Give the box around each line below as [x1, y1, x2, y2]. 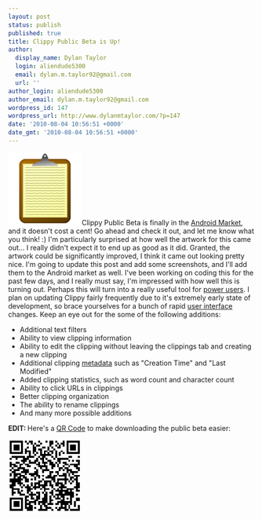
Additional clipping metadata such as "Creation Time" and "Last [19, 358, 226, 367]
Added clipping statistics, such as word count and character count [19, 375, 235, 384]
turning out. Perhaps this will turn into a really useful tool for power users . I [8, 284, 249, 294]
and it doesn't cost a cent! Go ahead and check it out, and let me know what [8, 226, 255, 236]
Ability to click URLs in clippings [19, 383, 123, 393]
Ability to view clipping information [19, 333, 132, 342]
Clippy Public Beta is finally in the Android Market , [82, 217, 243, 227]
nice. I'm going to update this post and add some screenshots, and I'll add [8, 259, 248, 269]
